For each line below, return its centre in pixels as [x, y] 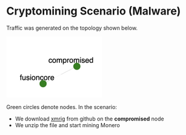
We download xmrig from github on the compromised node [90, 119]
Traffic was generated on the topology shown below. [72, 28]
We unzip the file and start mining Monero [67, 125]
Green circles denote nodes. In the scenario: [61, 107]
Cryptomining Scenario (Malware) [94, 11]
